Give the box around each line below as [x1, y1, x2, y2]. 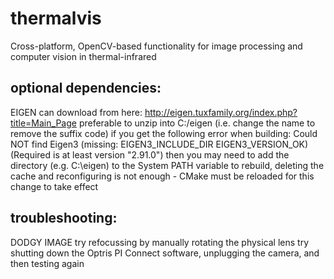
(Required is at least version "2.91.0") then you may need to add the [10, 148, 290, 161]
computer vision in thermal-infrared [10, 50, 157, 62]
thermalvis [10, 7, 102, 30]
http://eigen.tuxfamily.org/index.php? [144, 106, 298, 118]
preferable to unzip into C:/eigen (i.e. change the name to [78, 117, 316, 129]
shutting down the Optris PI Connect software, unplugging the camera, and [10, 247, 320, 259]
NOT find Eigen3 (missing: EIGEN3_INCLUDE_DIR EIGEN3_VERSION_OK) [10, 138, 309, 150]
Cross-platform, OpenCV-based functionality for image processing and [10, 40, 303, 52]
